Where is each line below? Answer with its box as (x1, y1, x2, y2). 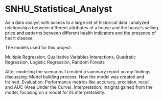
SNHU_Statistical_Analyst (5, 3, 113, 15)
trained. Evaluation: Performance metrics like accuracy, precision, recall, (5, 79, 151, 85)
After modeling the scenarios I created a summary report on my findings (5, 68, 151, 74)
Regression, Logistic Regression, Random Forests (5, 59, 105, 65)
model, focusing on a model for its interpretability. (5, 89, 106, 95)
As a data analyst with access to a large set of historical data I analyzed (5, 20, 149, 25)
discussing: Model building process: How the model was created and (5, 74, 144, 80)
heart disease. (5, 35, 34, 41)
